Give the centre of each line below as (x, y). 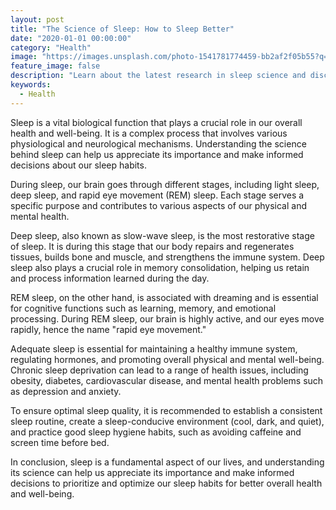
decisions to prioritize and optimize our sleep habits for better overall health (166, 483)
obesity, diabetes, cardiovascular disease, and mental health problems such (167, 380)
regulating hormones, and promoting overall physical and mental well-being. (167, 359)
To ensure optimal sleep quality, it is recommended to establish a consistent (166, 410)
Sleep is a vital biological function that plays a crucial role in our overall (156, 122)
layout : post (37, 19)
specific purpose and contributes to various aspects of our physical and (158, 205)
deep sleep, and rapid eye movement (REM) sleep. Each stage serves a (157, 195)
